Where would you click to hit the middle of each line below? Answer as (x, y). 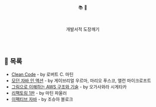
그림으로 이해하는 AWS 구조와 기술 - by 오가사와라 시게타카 (69, 87)
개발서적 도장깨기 (83, 29)
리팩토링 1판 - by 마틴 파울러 (39, 93)
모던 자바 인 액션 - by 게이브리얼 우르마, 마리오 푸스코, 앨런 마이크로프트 (81, 80)
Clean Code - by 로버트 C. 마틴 (42, 74)
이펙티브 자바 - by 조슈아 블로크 (42, 99)
